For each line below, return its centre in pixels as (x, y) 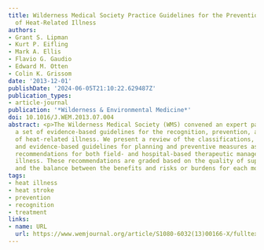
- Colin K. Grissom (40, 74)
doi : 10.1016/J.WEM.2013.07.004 (61, 118)
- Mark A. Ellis (35, 52)
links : (19, 219)
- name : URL (27, 227)
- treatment (27, 212)
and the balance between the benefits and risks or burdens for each (131, 168)
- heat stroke (31, 190)
